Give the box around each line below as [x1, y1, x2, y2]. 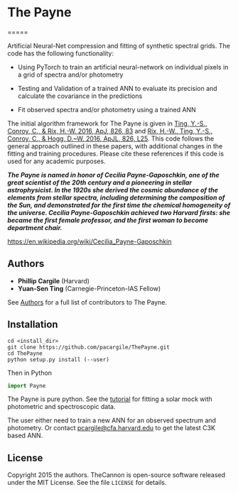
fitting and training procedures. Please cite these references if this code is [7, 149, 225, 158]
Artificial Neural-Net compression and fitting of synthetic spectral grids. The [7, 41, 231, 50]
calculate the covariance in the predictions [17, 92, 143, 100]
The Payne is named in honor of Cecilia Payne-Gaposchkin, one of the [7, 170, 220, 179]
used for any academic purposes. [7, 157, 106, 165]
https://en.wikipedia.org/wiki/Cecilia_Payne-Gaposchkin [7, 237, 172, 246]
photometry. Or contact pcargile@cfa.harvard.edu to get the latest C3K [7, 424, 215, 432]
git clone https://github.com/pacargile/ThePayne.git [7, 344, 171, 351]
